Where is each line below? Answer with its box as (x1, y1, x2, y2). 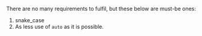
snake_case (14, 17, 45, 23)
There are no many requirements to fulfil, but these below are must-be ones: (6, 5, 197, 12)
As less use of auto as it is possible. (14, 23, 104, 30)
